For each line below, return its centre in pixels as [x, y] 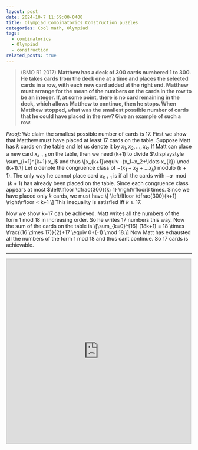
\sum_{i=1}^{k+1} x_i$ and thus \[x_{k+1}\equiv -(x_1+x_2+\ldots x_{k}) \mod [98, 162]
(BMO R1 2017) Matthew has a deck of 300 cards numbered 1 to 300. [106, 72]
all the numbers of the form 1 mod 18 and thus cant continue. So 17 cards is [97, 238]
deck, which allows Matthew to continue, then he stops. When [98, 103]
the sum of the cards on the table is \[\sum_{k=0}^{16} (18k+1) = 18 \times [95, 226]
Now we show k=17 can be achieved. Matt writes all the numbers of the [93, 213]
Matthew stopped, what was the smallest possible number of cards [105, 110]
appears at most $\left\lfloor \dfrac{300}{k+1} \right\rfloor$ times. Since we [98, 189]
